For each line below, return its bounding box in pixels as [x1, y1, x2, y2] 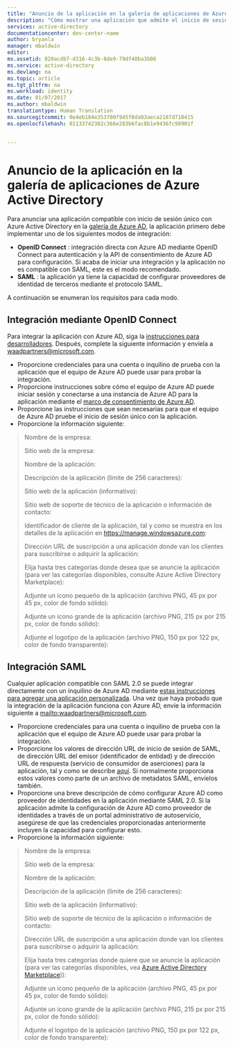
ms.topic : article [7, 74, 60, 82]
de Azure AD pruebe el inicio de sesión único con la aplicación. [17, 412, 198, 421]
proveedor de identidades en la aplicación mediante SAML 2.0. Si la [17, 796, 211, 804]
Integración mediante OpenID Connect [7, 314, 177, 326]
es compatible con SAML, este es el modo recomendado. [17, 265, 182, 273]
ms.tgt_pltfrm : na [7, 81, 60, 88]
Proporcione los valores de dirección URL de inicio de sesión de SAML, [17, 745, 221, 753]
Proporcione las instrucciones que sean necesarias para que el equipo [17, 405, 219, 413]
